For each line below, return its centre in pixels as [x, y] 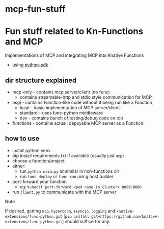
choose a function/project [38, 160]
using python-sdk [30, 65]
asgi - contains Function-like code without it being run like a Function [82, 102]
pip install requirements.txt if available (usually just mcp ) [68, 156]
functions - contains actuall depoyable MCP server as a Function [78, 123]
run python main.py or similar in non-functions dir [69, 171]
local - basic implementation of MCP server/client [70, 107]
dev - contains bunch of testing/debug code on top [71, 118]
